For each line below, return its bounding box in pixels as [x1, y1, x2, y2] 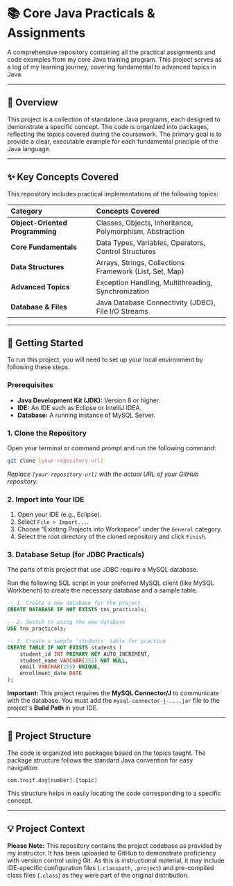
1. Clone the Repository [7, 428, 87, 438]
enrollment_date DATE [19, 670, 82, 677]
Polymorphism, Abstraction [96, 226, 185, 236]
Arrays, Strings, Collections [96, 257, 185, 267]
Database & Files [10, 302, 67, 312]
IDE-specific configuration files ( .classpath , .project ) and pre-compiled [7, 863, 214, 871]
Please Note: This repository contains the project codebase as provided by [7, 841, 223, 850]
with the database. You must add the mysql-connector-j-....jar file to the [7, 697, 220, 705]
